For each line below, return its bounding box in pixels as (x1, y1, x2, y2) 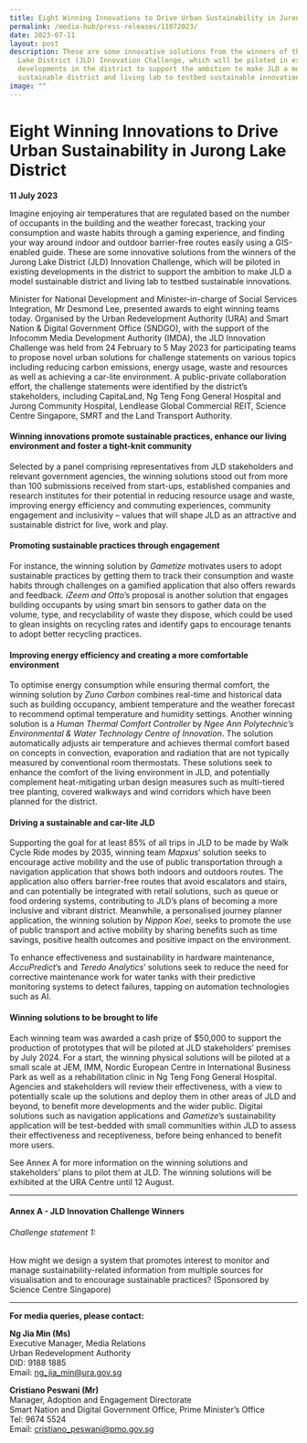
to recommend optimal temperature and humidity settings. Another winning (9, 709, 292, 720)
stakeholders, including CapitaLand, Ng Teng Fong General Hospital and (9, 390, 281, 401)
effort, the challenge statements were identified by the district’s (9, 380, 249, 391)
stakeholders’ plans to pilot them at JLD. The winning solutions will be (9, 1167, 272, 1178)
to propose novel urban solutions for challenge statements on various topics (9, 351, 297, 362)
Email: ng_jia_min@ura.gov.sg (9, 1367, 122, 1378)
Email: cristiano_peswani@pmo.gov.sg (9, 1424, 154, 1435)
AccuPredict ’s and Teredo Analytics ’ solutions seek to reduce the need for (9, 962, 290, 973)
